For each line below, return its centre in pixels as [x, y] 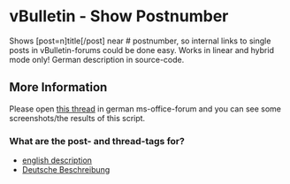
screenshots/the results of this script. [77, 118]
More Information [58, 87]
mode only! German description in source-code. [97, 59]
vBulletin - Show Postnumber [119, 16]
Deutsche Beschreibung [66, 170]
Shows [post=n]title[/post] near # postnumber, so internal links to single [140, 41]
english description [57, 160]
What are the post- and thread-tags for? [97, 141]
